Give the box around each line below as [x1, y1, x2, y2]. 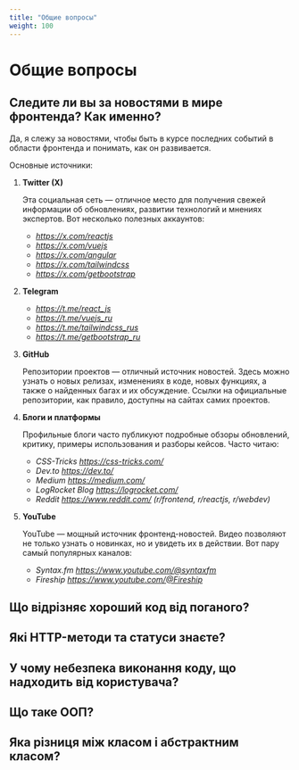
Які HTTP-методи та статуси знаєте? [9, 630, 226, 645]
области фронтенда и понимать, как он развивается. [9, 142, 212, 153]
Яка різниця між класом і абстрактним [9, 735, 239, 750]
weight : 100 [9, 21, 54, 30]
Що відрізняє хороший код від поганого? [9, 600, 250, 615]
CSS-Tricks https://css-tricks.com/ [35, 456, 164, 467]
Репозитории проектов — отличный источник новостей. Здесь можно [21, 366, 290, 377]
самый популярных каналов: [21, 547, 132, 558]
